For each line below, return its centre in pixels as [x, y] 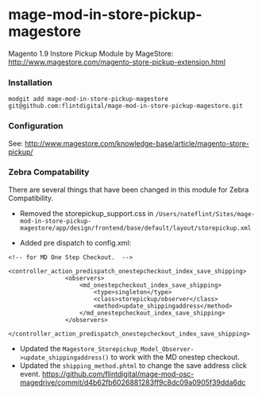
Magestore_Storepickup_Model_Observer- [128, 349]
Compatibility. [31, 198]
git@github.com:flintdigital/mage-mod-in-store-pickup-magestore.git [126, 106]
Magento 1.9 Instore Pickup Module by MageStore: [91, 53]
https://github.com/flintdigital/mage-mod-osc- [118, 374]
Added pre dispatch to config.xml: [75, 242]
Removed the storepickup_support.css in [87, 213]
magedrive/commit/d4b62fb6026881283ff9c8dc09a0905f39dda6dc [133, 382]
